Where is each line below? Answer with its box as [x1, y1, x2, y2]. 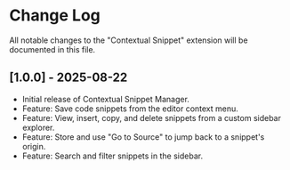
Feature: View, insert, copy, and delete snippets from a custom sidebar [21, 112, 282, 123]
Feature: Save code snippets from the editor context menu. [21, 103, 238, 114]
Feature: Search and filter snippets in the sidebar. [21, 150, 203, 161]
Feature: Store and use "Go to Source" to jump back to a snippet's [21, 131, 265, 142]
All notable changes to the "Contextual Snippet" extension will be [9, 35, 248, 45]
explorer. [21, 122, 55, 133]
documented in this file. [9, 44, 96, 54]
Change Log [9, 5, 101, 26]
